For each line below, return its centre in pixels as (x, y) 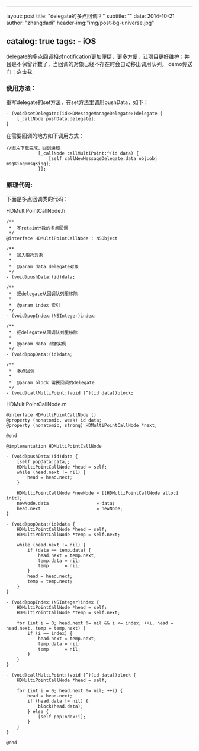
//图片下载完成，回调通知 (33, 148)
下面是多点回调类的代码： (37, 199)
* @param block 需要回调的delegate (52, 383)
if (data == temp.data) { (60, 551)
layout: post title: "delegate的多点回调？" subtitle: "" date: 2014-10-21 (90, 16)
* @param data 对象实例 (38, 344)
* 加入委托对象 (26, 255)
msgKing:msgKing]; (29, 164)
